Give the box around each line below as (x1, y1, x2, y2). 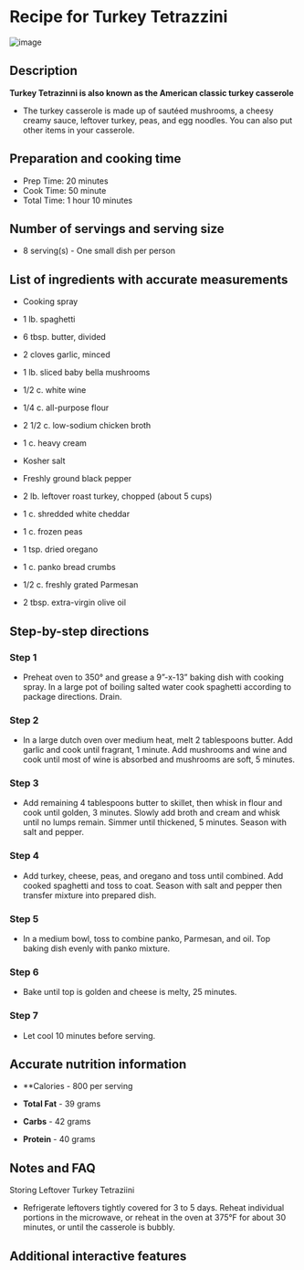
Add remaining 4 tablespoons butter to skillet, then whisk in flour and (22, 798, 283, 809)
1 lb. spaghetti (22, 313, 76, 325)
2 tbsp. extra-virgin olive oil (22, 597, 126, 609)
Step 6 (9, 966, 39, 979)
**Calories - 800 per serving (22, 1081, 133, 1092)
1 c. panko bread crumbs (22, 562, 116, 573)
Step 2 (9, 714, 39, 726)
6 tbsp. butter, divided (22, 332, 107, 343)
